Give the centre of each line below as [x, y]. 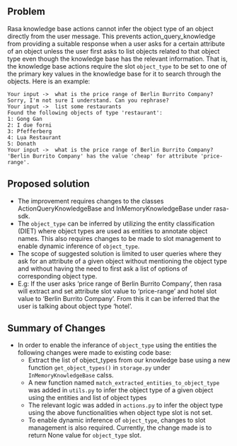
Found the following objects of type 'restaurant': [85, 112]
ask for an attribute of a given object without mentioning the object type [122, 261]
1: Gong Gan [25, 119]
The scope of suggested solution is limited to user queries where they [119, 253]
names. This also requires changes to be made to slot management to [119, 238]
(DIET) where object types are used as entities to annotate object [112, 231]
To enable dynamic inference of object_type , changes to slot [117, 421]
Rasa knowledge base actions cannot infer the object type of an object [110, 28]
